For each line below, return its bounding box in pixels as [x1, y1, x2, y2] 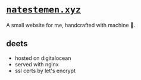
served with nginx [14, 60, 59, 68]
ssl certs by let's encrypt [14, 67, 76, 74]
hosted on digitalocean [14, 55, 71, 62]
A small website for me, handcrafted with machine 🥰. [6, 21, 136, 28]
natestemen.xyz [6, 4, 82, 15]
